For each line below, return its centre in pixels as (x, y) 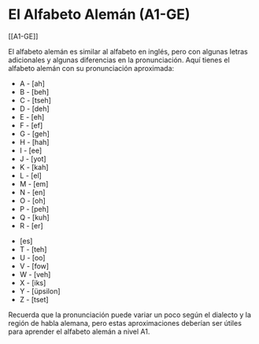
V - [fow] (34, 266)
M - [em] (34, 183)
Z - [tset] (34, 299)
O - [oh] (32, 200)
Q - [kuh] (34, 217)
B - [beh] (34, 91)
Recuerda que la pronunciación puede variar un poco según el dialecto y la (130, 314)
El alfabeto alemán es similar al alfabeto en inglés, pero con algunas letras (128, 51)
